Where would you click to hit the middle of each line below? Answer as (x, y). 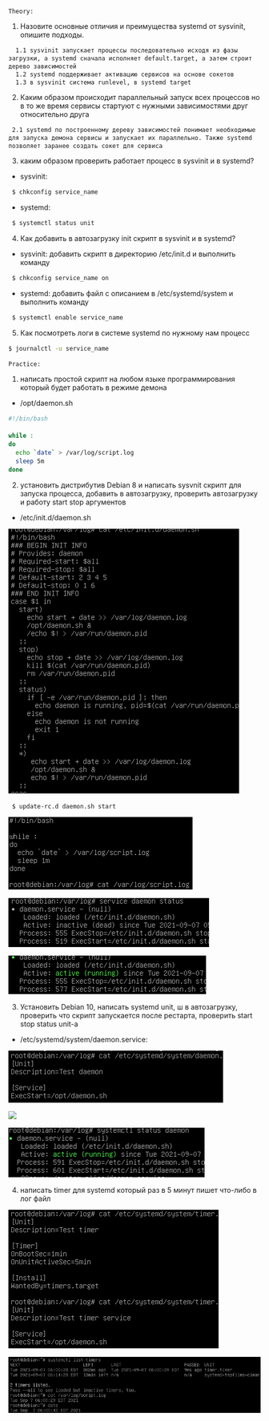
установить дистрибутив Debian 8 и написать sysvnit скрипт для (130, 485)
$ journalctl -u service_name (59, 348)
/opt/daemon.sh (46, 403)
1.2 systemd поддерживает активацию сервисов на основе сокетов (125, 74)
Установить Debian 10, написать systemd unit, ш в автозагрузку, (128, 1007)
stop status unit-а (49, 1024)
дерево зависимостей (43, 66)
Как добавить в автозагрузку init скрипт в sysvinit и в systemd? (128, 238)
